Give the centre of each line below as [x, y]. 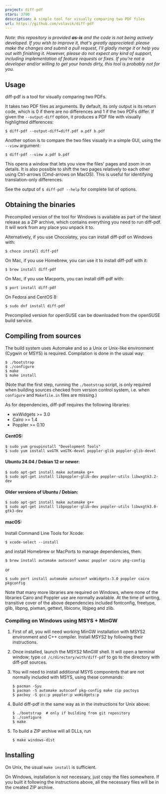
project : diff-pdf [24, 10]
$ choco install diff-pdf [32, 251]
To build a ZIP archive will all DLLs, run [52, 731]
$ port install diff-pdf [31, 288]
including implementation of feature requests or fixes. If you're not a [75, 59]
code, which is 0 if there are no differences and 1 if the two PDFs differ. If [80, 111]
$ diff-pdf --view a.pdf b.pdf [37, 155]
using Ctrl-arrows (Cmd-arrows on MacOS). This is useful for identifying [79, 174]
